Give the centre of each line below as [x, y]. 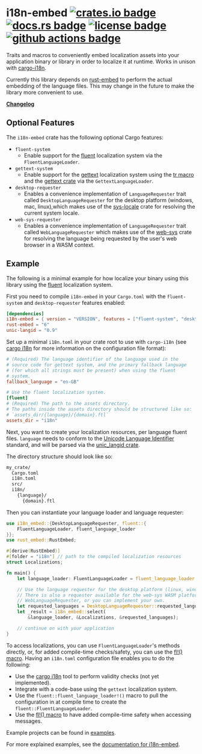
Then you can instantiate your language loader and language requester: [95, 512]
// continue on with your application [66, 628]
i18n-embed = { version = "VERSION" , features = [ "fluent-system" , [93, 319]
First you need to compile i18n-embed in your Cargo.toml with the [86, 296]
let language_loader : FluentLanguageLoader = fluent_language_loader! [107, 578]
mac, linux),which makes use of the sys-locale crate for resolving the [109, 206]
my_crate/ [19, 467]
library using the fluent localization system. [60, 284]
